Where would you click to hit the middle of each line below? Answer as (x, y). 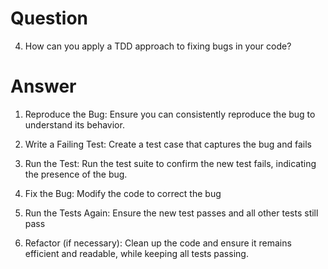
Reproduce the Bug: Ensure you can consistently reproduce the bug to (170, 114)
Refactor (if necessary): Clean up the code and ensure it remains (158, 243)
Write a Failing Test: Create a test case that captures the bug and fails (168, 144)
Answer (43, 86)
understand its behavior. (74, 124)
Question (49, 18)
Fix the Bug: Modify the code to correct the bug (123, 193)
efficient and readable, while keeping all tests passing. (136, 253)
